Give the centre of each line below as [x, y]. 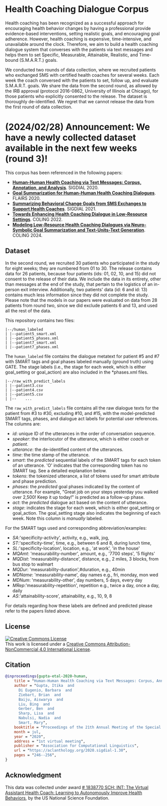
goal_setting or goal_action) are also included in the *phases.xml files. [77, 372]
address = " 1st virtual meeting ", [50, 741]
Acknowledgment [33, 775]
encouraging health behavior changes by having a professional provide [78, 28]
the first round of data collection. [39, 107]
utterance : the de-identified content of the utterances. [68, 449]
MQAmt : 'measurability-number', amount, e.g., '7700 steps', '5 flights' [84, 553]
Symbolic [22, 230]
